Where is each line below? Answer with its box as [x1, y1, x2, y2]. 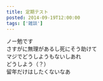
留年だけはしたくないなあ [6, 68, 71, 76]
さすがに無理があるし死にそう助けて [6, 45, 98, 52]
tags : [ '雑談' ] [6, 20, 43, 26]
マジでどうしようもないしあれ [6, 53, 81, 60]
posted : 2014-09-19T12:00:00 [6, 15, 80, 21]
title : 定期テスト [6, 9, 49, 15]
